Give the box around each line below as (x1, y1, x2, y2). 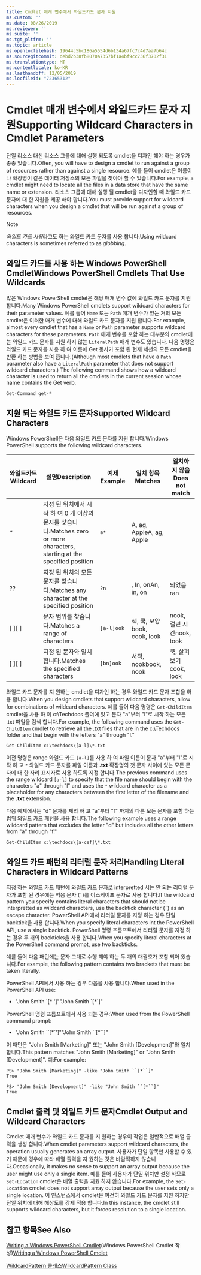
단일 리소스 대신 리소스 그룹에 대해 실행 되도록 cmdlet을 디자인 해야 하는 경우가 (6, 152, 190, 159)
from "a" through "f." (6, 828, 57, 835)
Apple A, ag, (131, 528, 165, 536)
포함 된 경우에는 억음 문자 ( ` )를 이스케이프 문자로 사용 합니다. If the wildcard (17, 891, 194, 898)
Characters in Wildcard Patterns (6, 867, 129, 877)
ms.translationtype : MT (6, 59, 66, 65)
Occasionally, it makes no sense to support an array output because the (12, 1163, 190, 1170)
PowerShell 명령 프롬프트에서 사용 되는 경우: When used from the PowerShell (6, 1010, 190, 1017)
